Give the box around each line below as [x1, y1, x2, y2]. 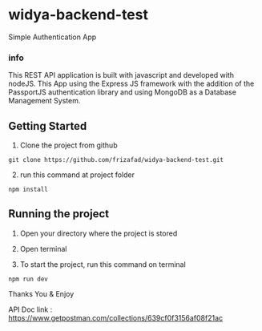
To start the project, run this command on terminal [19, 259, 186, 269]
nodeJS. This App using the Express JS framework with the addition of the [8, 79, 255, 89]
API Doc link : [8, 305, 53, 314]
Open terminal [19, 244, 67, 253]
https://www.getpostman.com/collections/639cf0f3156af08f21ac [8, 313, 224, 322]
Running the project [8, 207, 110, 221]
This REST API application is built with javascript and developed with [8, 71, 235, 80]
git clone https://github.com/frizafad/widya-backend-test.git [8, 156, 224, 164]
